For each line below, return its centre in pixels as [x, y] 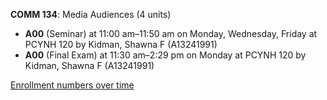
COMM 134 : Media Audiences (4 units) [91, 14]
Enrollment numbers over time [72, 85]
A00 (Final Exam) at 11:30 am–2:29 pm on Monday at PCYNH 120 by [165, 55]
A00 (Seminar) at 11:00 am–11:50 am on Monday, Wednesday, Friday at [171, 33]
